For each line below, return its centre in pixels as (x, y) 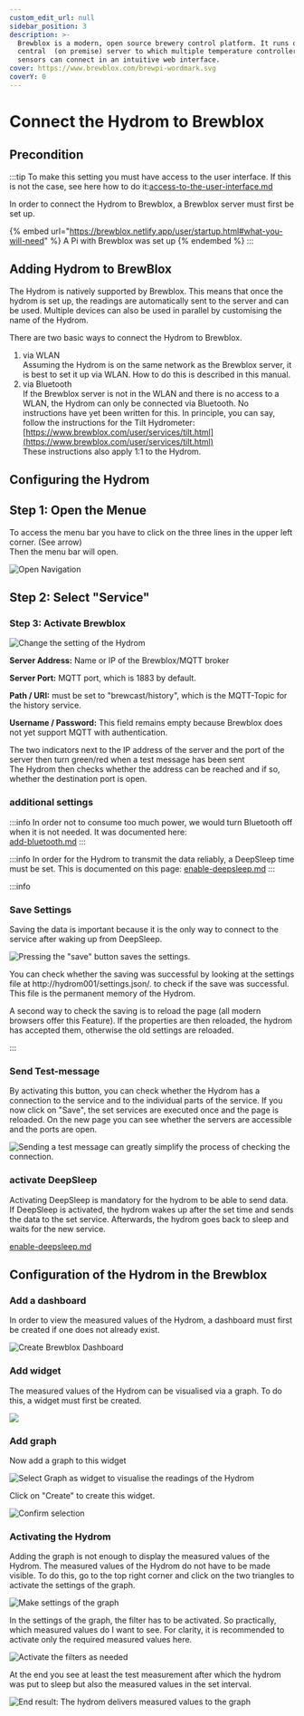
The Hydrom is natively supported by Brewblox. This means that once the (146, 291)
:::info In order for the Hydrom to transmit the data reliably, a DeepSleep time (152, 859)
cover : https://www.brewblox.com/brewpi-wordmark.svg (113, 69)
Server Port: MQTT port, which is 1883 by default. (103, 678)
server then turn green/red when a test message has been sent (127, 760)
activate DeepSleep (53, 1181)
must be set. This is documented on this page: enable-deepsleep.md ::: (142, 868)
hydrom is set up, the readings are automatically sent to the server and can (149, 301)
